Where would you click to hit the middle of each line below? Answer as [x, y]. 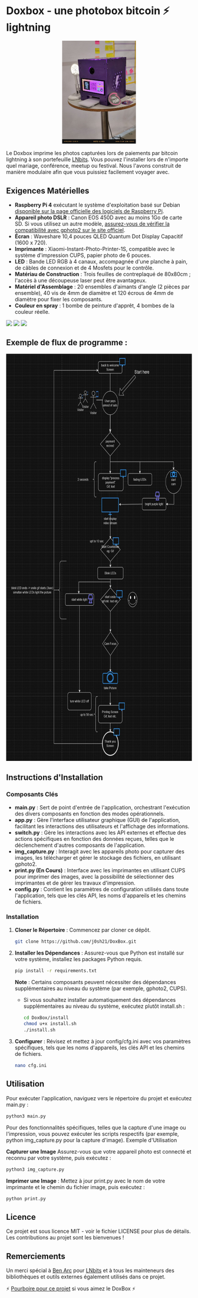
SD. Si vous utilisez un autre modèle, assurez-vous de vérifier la [92, 224]
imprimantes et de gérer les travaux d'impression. [75, 883]
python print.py [26, 1199]
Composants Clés [32, 795]
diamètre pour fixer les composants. [59, 299]
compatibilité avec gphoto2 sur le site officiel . [70, 230]
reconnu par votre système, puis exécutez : [59, 1158]
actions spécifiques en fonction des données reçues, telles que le [95, 838]
